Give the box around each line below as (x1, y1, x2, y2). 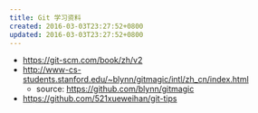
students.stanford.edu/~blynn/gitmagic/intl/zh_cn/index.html (22, 74, 249, 85)
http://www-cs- (22, 64, 81, 75)
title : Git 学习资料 (9, 13, 81, 23)
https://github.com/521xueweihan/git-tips (22, 93, 177, 104)
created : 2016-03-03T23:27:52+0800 (9, 22, 144, 31)
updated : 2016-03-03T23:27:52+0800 (9, 30, 144, 39)
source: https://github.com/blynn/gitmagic (35, 83, 195, 95)
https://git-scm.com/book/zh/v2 (22, 55, 143, 66)
